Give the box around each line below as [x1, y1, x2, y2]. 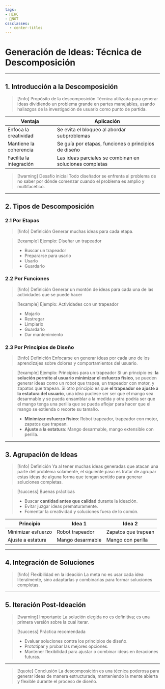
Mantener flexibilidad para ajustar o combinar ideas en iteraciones [24, 648, 159, 654]
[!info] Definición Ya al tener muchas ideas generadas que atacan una [17, 463, 159, 469]
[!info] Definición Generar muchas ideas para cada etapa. [17, 228, 134, 234]
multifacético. [17, 183, 45, 189]
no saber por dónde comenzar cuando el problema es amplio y [17, 178, 145, 184]
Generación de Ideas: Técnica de [5, 47, 142, 58]
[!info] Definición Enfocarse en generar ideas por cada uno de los [17, 355, 150, 361]
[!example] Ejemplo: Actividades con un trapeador [17, 301, 119, 307]
